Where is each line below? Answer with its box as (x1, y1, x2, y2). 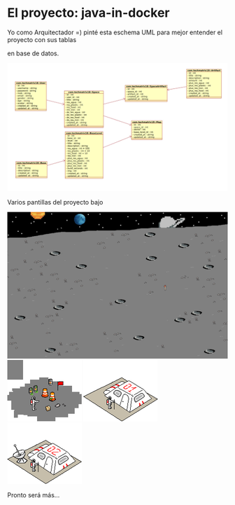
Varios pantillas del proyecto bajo (7, 198, 104, 206)
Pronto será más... (7, 491, 60, 499)
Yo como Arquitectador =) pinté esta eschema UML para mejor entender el (7, 28, 222, 36)
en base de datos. (7, 49, 59, 57)
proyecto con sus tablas (7, 35, 77, 43)
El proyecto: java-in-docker (7, 5, 170, 21)
